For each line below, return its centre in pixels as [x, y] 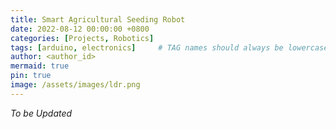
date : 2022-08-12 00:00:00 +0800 [80, 29]
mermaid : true [40, 66]
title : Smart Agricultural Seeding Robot [98, 19]
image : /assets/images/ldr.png [75, 85]
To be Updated [41, 113]
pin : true [31, 76]
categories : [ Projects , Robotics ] [82, 38]
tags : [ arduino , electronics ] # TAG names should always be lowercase [169, 47]
